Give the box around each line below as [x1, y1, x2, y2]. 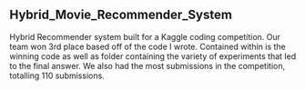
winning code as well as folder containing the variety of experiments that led [9, 50, 297, 62]
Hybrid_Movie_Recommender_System [9, 7, 232, 23]
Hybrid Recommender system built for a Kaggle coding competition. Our [9, 31, 280, 42]
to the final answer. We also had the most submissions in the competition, [9, 60, 285, 71]
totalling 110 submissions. [9, 70, 105, 81]
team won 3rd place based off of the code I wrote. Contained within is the [9, 41, 286, 52]
